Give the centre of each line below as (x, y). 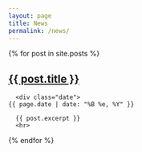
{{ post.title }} (44, 78)
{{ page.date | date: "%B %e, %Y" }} (71, 105)
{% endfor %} (31, 141)
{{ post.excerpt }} (48, 119)
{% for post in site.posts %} (54, 54)
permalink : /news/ (39, 31)
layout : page (30, 16)
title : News (28, 23)
